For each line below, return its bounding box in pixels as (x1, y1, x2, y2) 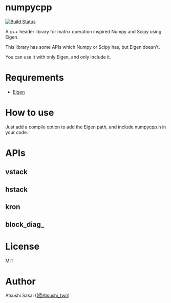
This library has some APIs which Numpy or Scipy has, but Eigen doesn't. (5, 44, 160, 50)
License (5, 240, 40, 252)
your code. (5, 129, 28, 135)
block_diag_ (5, 220, 45, 229)
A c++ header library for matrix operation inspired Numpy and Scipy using (5, 28, 162, 34)
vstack (5, 167, 28, 176)
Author (5, 275, 36, 287)
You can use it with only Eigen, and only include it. (5, 53, 111, 60)
